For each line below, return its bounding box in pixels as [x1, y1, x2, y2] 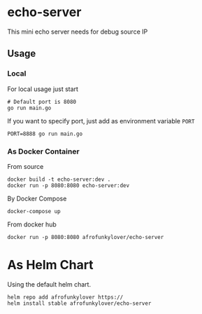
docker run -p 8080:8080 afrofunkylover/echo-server [7, 233, 164, 240]
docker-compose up [7, 207, 61, 214]
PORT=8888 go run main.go [7, 130, 82, 137]
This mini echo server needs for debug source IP [7, 27, 148, 36]
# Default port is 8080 [7, 98, 77, 105]
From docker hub [7, 220, 57, 228]
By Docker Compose [7, 194, 67, 203]
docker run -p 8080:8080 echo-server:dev [7, 182, 130, 189]
